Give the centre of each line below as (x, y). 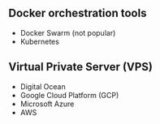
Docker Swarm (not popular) (68, 32)
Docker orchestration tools (78, 13)
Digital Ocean (43, 86)
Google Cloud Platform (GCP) (69, 95)
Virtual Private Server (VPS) (80, 67)
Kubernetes (39, 41)
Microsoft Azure (47, 104)
